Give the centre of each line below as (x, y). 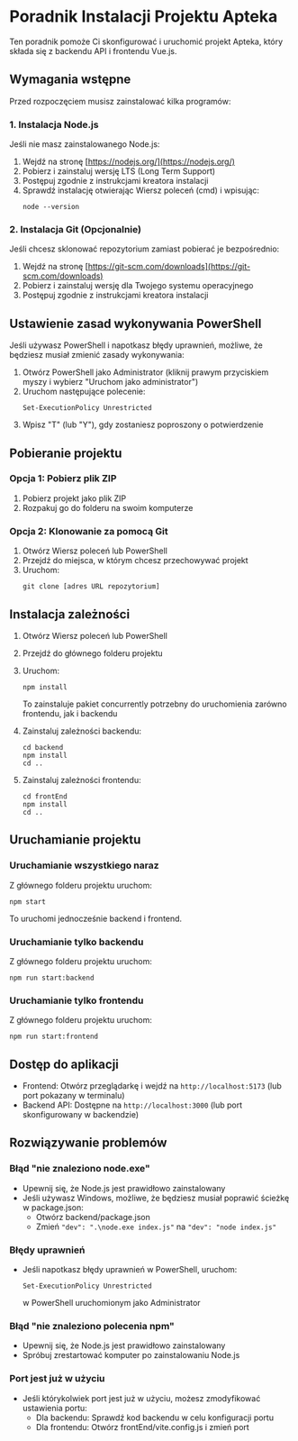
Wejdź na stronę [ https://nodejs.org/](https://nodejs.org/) (129, 162)
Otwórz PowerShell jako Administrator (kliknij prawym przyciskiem (145, 372)
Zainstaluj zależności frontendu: (81, 780)
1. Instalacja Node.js (54, 124)
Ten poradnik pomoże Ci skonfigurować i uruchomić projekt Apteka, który (146, 41)
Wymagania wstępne (70, 80)
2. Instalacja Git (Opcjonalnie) (76, 229)
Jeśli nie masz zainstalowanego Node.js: (85, 144)
